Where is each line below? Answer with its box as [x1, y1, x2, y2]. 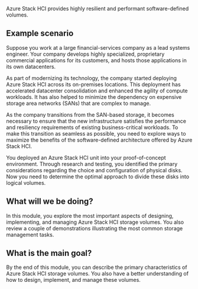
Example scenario [6, 28, 74, 38]
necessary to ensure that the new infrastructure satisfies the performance [6, 117, 186, 124]
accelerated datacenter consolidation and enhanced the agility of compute [6, 87, 188, 94]
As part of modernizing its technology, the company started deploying [6, 74, 177, 82]
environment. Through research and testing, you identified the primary [6, 160, 178, 168]
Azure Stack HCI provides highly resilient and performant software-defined [6, 5, 189, 12]
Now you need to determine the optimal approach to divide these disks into [6, 173, 190, 180]
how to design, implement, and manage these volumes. [6, 277, 141, 284]
